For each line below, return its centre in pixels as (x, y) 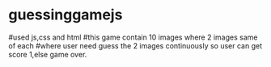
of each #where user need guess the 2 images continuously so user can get (135, 45)
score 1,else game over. (48, 54)
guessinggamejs (66, 15)
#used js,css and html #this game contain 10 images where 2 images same (133, 37)
